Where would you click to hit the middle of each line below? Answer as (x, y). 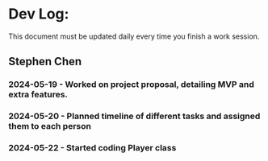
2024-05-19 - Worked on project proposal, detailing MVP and (131, 85)
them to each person (50, 126)
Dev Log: (39, 14)
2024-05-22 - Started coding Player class (92, 148)
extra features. (38, 95)
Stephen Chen (45, 62)
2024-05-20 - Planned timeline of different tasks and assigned (134, 116)
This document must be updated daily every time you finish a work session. (134, 36)
